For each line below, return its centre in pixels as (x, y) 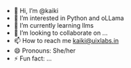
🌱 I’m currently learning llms (54, 25)
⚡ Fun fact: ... (33, 58)
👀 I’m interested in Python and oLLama (69, 18)
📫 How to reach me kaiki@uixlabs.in (66, 41)
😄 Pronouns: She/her (45, 51)
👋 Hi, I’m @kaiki (36, 11)
